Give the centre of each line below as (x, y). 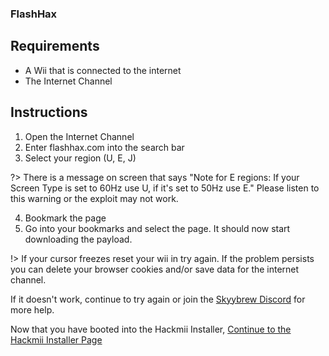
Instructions (49, 112)
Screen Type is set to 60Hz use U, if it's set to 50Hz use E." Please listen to (165, 188)
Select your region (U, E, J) (80, 158)
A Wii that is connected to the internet (103, 70)
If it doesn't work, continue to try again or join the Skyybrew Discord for (158, 299)
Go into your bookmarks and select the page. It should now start (157, 228)
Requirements (55, 46)
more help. (32, 309)
